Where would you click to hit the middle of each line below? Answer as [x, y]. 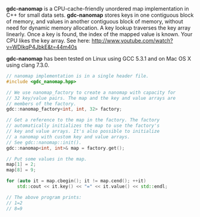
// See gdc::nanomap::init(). [44, 142]
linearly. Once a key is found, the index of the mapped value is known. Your [99, 34]
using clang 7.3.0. [28, 65]
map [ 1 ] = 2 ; [21, 165]
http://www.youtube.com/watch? [132, 41]
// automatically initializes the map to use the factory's [83, 126]
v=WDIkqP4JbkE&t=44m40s [42, 47]
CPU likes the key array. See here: [48, 41]
